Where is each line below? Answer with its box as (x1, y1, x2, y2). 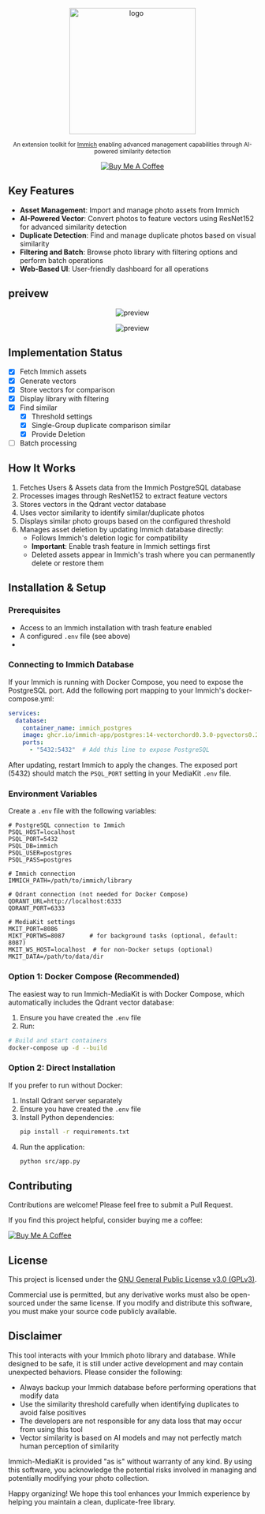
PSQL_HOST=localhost (8, 828, 77, 836)
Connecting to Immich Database (8, 659, 134, 671)
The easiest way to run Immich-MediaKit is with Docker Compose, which (8, 989, 244, 998)
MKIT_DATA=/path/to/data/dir (8, 952, 104, 961)
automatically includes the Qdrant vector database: (8, 997, 175, 1007)
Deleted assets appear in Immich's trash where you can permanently (31, 550, 256, 559)
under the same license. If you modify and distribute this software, (36, 1298, 252, 1308)
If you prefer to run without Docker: (8, 1080, 123, 1090)
